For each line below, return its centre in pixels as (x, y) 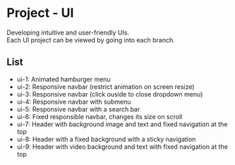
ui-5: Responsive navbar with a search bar (78, 109)
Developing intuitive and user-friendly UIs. (68, 32)
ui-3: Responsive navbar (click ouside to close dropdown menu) (110, 94)
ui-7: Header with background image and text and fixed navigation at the (122, 124)
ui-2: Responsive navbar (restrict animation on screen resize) (106, 87)
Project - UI (40, 13)
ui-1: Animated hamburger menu (64, 79)
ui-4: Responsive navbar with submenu (74, 102)
